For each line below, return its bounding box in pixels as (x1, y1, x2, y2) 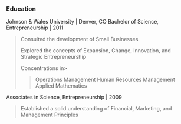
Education (6, 5, 37, 13)
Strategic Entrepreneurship (20, 53, 87, 61)
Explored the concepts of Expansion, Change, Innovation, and (20, 47, 171, 54)
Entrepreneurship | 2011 (6, 24, 64, 31)
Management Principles (20, 111, 78, 119)
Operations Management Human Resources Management (35, 76, 175, 83)
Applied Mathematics (35, 82, 87, 89)
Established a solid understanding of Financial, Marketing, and (20, 105, 172, 112)
